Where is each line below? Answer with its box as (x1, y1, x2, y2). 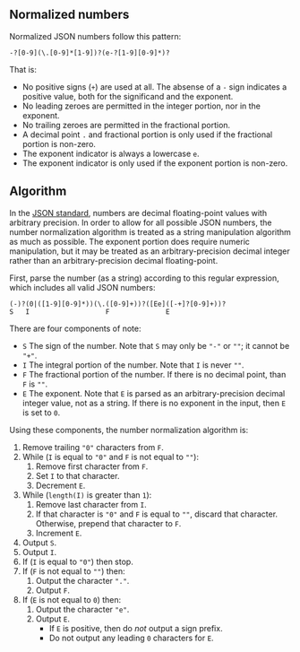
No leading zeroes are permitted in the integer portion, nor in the (21, 100, 261, 111)
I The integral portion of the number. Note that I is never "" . (21, 359, 244, 370)
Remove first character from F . (35, 461, 149, 472)
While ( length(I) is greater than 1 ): (21, 489, 152, 500)
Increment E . (35, 527, 82, 538)
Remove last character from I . (35, 499, 147, 509)
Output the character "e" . (35, 604, 130, 614)
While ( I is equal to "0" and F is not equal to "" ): (21, 451, 200, 462)
